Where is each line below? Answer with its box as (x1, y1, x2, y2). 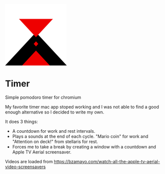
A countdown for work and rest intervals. (12, 128, 96, 134)
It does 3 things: (5, 118, 38, 124)
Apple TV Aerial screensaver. (12, 149, 71, 155)
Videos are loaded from (5, 158, 53, 164)
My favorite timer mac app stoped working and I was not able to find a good (5, 104, 159, 110)
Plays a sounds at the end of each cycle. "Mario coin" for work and (12, 133, 149, 139)
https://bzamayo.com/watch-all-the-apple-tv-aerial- (54, 158, 160, 164)
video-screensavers (5, 164, 46, 170)
